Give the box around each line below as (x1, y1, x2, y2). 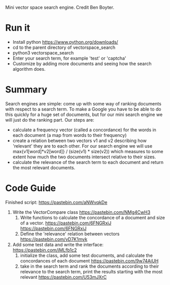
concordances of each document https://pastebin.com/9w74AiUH (20, 258, 159, 264)
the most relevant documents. (12, 164, 76, 170)
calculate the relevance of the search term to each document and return (12, 159, 164, 165)
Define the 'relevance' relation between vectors (20, 231, 120, 237)
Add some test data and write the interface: (12, 241, 104, 247)
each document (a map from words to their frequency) (12, 132, 127, 138)
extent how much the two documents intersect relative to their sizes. (12, 154, 156, 160)
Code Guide (5, 183, 56, 194)
